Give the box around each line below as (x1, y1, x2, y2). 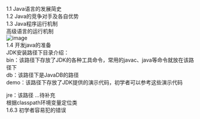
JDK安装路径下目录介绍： (6, 49, 69, 56)
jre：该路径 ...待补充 (6, 91, 56, 99)
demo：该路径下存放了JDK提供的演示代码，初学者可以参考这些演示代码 (6, 79, 183, 86)
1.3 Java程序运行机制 (6, 20, 58, 27)
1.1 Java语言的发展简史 (6, 5, 62, 12)
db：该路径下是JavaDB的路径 (6, 71, 79, 78)
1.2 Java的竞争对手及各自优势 (6, 13, 79, 20)
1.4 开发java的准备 (6, 41, 51, 48)
